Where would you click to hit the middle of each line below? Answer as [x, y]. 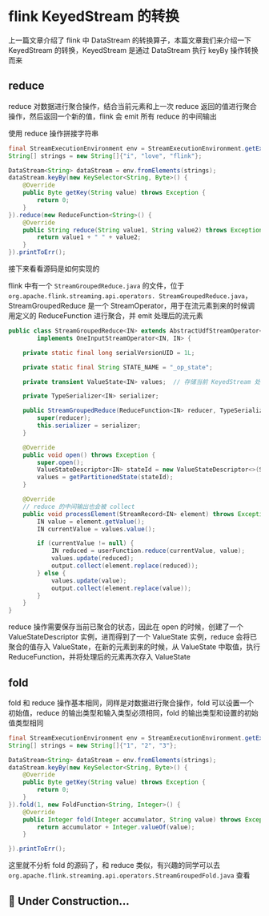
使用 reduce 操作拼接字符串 [54, 133]
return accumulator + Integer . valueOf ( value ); [116, 827]
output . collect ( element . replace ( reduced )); [124, 566]
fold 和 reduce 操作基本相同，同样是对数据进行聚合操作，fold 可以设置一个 [131, 703]
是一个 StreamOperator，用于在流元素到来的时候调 [171, 306]
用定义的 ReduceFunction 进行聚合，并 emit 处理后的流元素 [106, 316]
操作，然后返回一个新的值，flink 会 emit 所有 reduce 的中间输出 [113, 116]
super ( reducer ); [64, 418]
